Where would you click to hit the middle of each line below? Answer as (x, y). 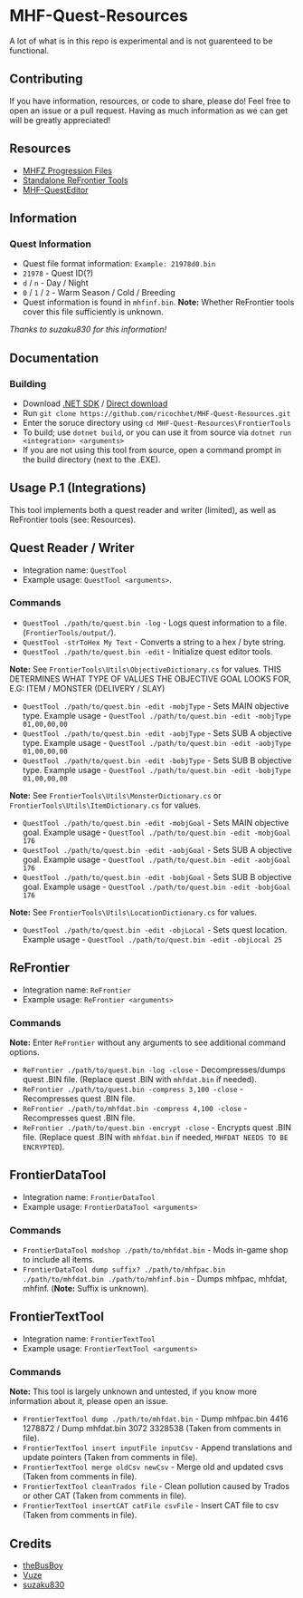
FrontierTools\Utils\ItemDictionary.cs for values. (105, 805)
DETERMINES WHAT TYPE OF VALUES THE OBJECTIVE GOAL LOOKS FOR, (151, 678)
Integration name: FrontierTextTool (89, 1339)
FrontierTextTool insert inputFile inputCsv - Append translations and (157, 1448)
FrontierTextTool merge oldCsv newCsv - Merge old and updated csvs (153, 1467)
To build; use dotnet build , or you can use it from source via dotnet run (157, 432)
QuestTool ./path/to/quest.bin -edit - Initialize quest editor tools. (147, 651)
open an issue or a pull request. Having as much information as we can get (149, 111)
